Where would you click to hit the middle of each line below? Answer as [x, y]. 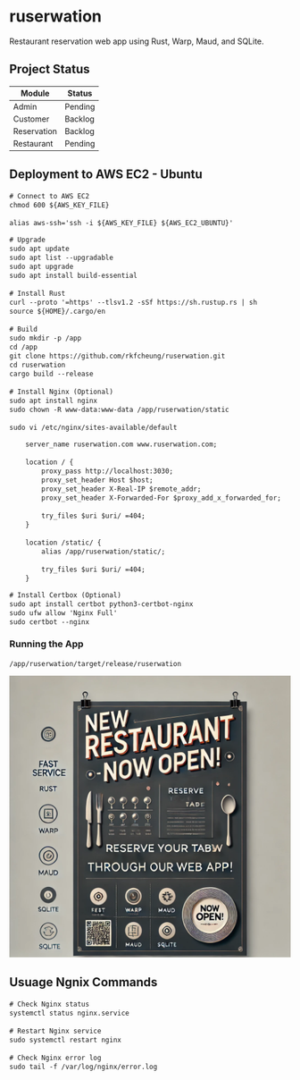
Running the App [46, 644]
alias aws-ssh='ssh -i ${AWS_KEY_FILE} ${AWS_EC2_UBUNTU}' [121, 223]
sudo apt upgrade [42, 266]
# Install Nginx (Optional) [62, 392]
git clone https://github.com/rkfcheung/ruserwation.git [117, 356]
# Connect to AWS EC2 [50, 196]
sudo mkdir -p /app [46, 338]
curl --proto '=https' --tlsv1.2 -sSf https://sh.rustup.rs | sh [133, 302]
